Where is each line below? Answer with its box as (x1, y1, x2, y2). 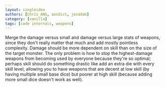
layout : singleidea (5, 7, 45, 12)
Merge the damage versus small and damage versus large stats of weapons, (5, 35, 161, 41)
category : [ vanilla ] (5, 16, 48, 21)
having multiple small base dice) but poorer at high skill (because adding (5, 71, 153, 77)
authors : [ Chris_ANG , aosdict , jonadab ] (5, 12, 90, 17)
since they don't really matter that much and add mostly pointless (5, 40, 138, 46)
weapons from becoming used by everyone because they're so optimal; (5, 55, 151, 62)
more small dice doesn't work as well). (5, 77, 83, 83)
